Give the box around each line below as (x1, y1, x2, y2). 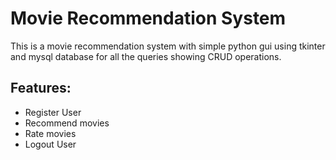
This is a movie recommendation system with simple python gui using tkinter (10, 40, 326, 52)
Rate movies (24, 127, 77, 139)
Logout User (24, 138, 77, 150)
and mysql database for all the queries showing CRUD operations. (10, 50, 282, 62)
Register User (24, 106, 82, 118)
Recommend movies (24, 117, 110, 129)
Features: (10, 80, 72, 97)
